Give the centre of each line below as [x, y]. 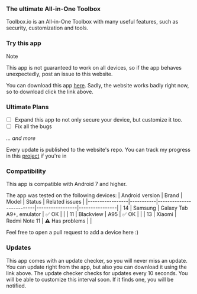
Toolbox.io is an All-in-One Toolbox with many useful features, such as [92, 22]
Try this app [24, 43]
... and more [21, 138]
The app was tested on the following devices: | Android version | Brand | [94, 195]
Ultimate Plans [28, 107]
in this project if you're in [36, 156]
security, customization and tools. [47, 28]
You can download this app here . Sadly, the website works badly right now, [98, 85]
